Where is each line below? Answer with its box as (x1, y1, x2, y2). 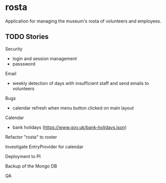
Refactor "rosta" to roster (5, 134, 57, 140)
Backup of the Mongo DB (5, 163, 57, 169)
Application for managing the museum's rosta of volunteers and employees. (5, 18, 161, 24)
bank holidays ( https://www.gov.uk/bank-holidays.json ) (12, 124, 127, 130)
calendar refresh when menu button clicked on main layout (12, 104, 134, 111)
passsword (12, 60, 35, 66)
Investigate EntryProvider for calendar (5, 143, 83, 149)
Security (5, 45, 22, 51)
